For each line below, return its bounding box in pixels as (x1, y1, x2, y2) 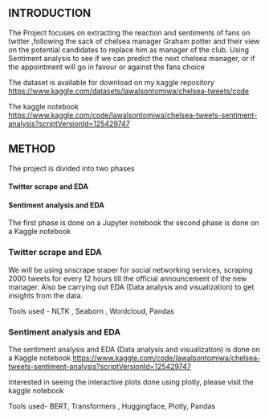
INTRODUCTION (8, 6, 92, 20)
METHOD (8, 142, 56, 156)
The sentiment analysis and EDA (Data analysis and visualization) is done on (8, 345, 261, 355)
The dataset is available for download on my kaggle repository (8, 77, 215, 87)
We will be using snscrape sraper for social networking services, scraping (8, 265, 253, 274)
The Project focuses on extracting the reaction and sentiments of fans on (8, 27, 251, 37)
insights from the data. (8, 290, 83, 300)
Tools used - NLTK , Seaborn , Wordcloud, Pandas (8, 306, 175, 316)
